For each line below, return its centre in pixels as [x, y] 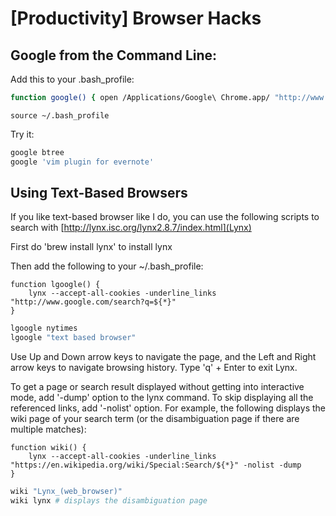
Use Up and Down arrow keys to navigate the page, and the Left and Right [163, 357]
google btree [37, 152]
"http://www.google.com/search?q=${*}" [93, 302]
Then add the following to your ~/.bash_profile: [107, 266]
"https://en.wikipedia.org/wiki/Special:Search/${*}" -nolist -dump [156, 465]
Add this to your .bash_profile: [72, 79]
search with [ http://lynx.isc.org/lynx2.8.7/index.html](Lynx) [131, 228]
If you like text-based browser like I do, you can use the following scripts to [165, 217]
